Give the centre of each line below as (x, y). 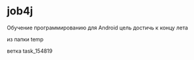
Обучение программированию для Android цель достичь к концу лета (98, 28)
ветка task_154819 (30, 51)
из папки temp (25, 39)
